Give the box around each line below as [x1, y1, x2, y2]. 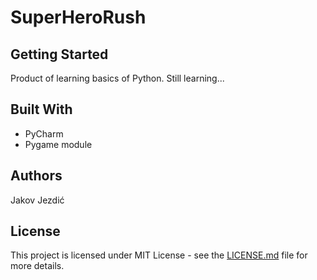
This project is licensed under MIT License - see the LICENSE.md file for [10, 249, 308, 261]
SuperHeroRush [10, 6, 147, 29]
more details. [10, 260, 65, 272]
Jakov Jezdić [10, 194, 65, 206]
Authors [10, 167, 63, 185]
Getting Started [10, 46, 109, 63]
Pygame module [24, 138, 93, 150]
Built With [10, 101, 73, 118]
